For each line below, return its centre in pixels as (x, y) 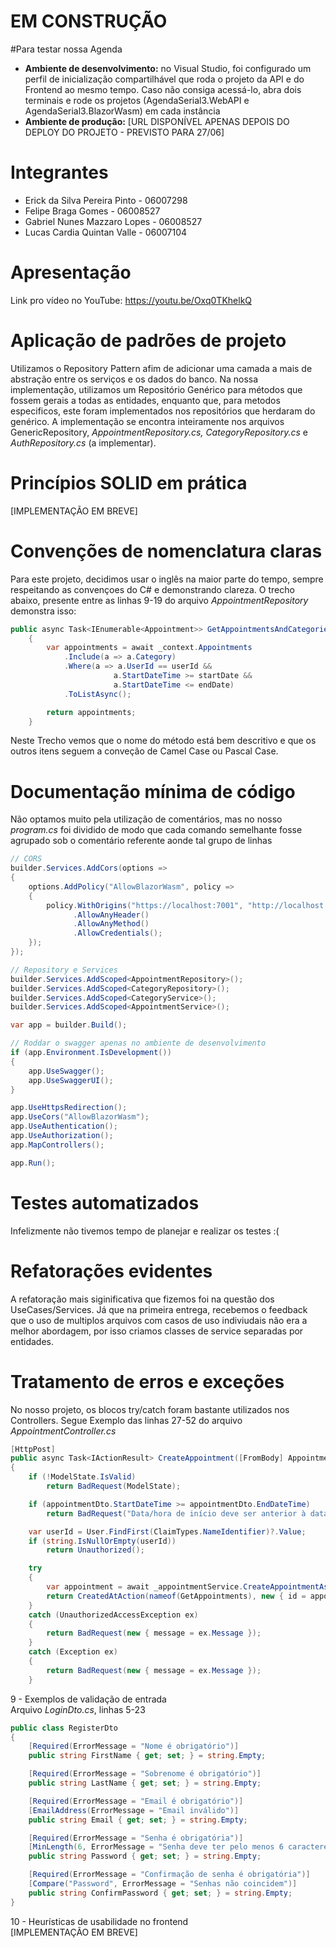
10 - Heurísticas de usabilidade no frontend (99, 1921)
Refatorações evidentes (111, 1271)
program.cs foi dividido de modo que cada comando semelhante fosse (156, 830)
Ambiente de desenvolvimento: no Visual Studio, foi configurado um (168, 68)
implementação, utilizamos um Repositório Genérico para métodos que (156, 389)
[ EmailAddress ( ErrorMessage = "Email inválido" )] (134, 1810)
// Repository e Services (64, 970)
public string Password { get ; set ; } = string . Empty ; (145, 1856)
